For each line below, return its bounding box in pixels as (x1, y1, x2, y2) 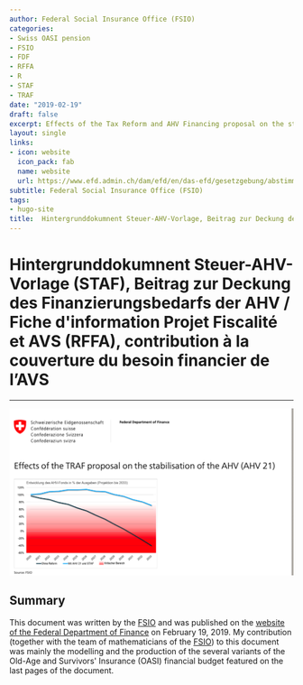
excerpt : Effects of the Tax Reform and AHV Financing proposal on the (9, 119, 284, 128)
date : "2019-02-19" (9, 100, 83, 109)
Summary (9, 593, 66, 608)
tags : (9, 195, 30, 205)
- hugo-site (9, 205, 54, 214)
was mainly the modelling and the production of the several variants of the (9, 645, 286, 656)
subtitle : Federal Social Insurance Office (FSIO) (9, 186, 204, 195)
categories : (9, 23, 54, 33)
